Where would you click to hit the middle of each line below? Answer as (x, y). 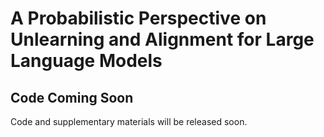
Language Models (86, 61)
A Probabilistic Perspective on (138, 18)
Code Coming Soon (72, 97)
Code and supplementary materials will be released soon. (129, 121)
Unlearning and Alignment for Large (162, 39)
